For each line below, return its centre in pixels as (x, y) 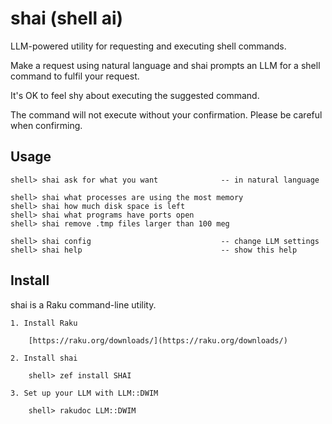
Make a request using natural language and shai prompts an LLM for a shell (165, 65)
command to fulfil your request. (75, 76)
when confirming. (46, 125)
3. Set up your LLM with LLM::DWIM (84, 393)
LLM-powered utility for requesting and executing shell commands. (148, 46)
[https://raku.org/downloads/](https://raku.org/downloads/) (158, 340)
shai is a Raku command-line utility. (83, 304)
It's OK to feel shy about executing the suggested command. (135, 95)
